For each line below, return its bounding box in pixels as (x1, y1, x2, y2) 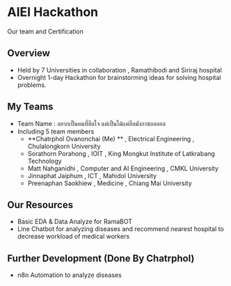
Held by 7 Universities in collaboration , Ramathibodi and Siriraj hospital (17, 65, 223, 74)
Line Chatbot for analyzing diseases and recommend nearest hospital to (17, 225, 224, 233)
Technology (27, 157, 62, 165)
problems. (17, 81, 47, 89)
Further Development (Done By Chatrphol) (7, 252, 195, 264)
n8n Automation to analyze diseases (17, 271, 122, 279)
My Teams (7, 101, 54, 113)
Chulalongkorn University (27, 142, 101, 150)
